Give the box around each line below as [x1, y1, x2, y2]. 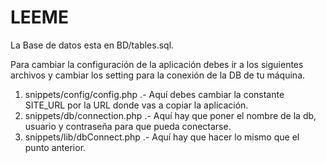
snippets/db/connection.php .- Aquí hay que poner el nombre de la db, [24, 109, 317, 121]
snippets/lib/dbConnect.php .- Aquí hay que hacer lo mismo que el [24, 131, 300, 143]
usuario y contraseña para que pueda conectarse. [24, 120, 232, 132]
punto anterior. [24, 141, 87, 153]
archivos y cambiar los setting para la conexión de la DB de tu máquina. [10, 69, 306, 81]
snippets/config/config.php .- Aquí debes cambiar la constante [24, 88, 285, 100]
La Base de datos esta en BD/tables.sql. [10, 39, 175, 51]
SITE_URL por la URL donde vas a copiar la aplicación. [24, 99, 249, 111]
